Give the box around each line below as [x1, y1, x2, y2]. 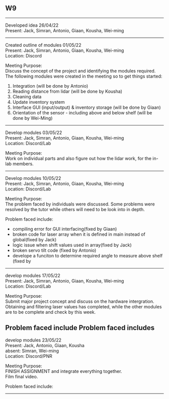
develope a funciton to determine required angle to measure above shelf [12, 252, 163, 258]
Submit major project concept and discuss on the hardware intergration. [5, 298, 154, 304]
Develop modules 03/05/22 [5, 129, 62, 136]
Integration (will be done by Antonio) [12, 83, 89, 89]
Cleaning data [12, 93, 42, 100]
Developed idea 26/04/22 [5, 22, 59, 28]
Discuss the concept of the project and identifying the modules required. [5, 68, 156, 74]
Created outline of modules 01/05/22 [5, 42, 81, 48]
